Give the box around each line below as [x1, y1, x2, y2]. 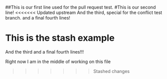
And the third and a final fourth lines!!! [5, 48, 85, 54]
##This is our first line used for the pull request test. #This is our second [5, 4, 156, 10]
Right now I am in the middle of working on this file [5, 58, 111, 64]
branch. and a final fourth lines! [5, 15, 71, 20]
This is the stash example [5, 32, 115, 44]
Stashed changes [93, 68, 130, 74]
